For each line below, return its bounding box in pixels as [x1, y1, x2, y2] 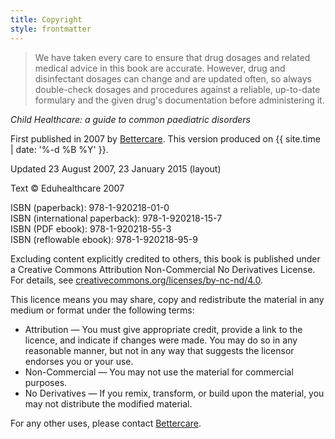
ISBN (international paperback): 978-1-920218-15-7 [10, 212, 223, 224]
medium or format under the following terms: [10, 304, 195, 316]
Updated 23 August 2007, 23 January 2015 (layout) [10, 162, 222, 175]
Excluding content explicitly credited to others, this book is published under [10, 252, 321, 265]
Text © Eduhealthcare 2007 [10, 182, 125, 194]
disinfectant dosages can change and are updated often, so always [34, 72, 312, 85]
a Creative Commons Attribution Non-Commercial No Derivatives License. [10, 263, 316, 275]
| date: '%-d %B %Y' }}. [10, 143, 109, 155]
